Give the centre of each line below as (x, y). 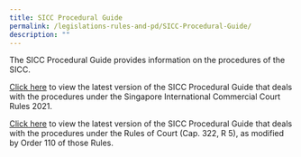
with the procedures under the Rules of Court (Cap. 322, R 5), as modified (147, 134)
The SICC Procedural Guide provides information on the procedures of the (147, 60)
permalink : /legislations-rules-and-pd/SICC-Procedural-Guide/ (131, 26)
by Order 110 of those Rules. (62, 143)
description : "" (40, 34)
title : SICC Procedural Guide (66, 18)
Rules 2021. (31, 106)
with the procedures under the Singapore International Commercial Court (145, 97)
